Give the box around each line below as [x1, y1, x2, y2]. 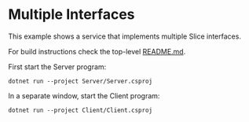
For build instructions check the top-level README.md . [8, 46, 186, 56]
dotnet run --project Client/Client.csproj [8, 106, 153, 114]
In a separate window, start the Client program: [8, 91, 160, 100]
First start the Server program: [8, 61, 107, 72]
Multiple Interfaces [8, 6, 135, 24]
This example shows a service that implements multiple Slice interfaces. [8, 31, 242, 41]
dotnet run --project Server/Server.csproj [8, 77, 153, 85]
